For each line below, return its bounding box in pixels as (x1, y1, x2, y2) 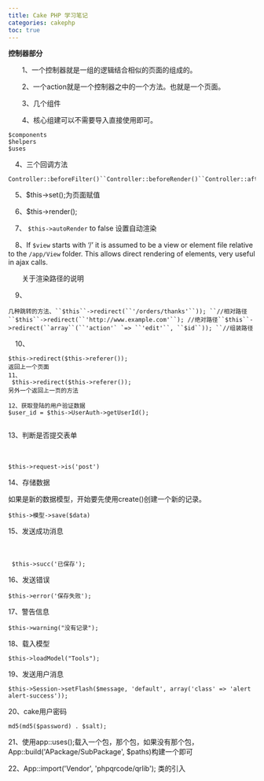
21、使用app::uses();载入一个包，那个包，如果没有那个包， (8, 737, 199, 747)
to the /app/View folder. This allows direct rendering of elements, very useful (8, 249, 255, 259)
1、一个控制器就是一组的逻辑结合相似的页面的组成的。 (21, 65, 197, 75)
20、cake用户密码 (8, 707, 67, 717)
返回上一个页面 (8, 363, 49, 371)
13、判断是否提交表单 (8, 430, 78, 440)
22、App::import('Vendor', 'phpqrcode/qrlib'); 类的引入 (8, 764, 186, 773)
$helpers (8, 138, 37, 146)
